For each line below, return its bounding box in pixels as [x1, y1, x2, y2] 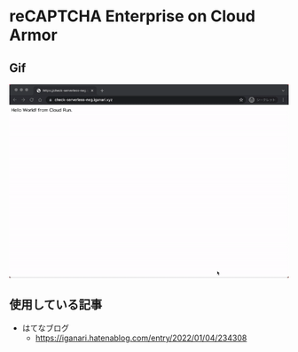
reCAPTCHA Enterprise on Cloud [9, 6, 255, 27]
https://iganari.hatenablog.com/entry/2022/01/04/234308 [35, 332, 247, 343]
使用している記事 [9, 297, 103, 312]
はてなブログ [21, 322, 69, 333]
